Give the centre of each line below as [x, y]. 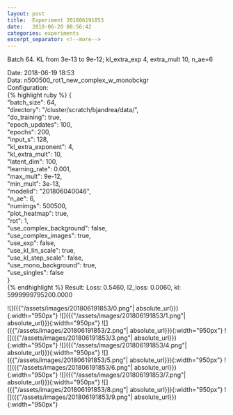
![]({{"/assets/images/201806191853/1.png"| [122, 316]
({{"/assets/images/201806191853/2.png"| [68, 331]
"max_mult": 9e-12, [35, 177]
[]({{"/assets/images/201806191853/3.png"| [70, 338]
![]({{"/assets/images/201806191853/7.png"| [123, 375]
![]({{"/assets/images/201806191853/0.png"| [71, 308]
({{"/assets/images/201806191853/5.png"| [68, 360]
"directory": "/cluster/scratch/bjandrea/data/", [73, 110]
